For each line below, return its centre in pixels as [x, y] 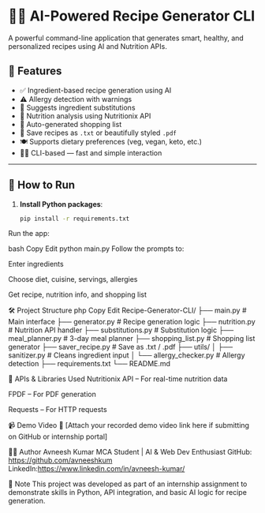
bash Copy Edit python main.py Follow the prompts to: [96, 249]
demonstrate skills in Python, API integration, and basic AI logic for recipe [127, 492]
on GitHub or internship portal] [58, 436]
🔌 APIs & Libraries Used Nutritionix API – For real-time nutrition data [118, 379]
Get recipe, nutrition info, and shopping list [78, 294]
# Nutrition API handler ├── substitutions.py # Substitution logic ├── [121, 330]
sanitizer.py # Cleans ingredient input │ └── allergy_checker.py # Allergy [127, 355]
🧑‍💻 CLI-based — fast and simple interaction [91, 152]
